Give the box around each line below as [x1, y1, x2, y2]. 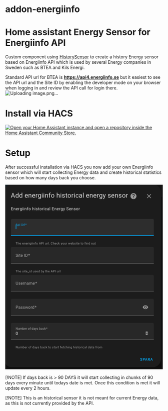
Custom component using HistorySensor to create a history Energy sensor [5, 54, 159, 60]
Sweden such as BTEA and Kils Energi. [5, 64, 85, 71]
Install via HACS [5, 108, 73, 119]
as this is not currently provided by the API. [5, 400, 94, 406]
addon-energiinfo [5, 4, 80, 15]
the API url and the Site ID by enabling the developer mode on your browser [5, 79, 161, 86]
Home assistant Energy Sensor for [5, 27, 151, 38]
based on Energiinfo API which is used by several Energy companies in [5, 59, 151, 65]
